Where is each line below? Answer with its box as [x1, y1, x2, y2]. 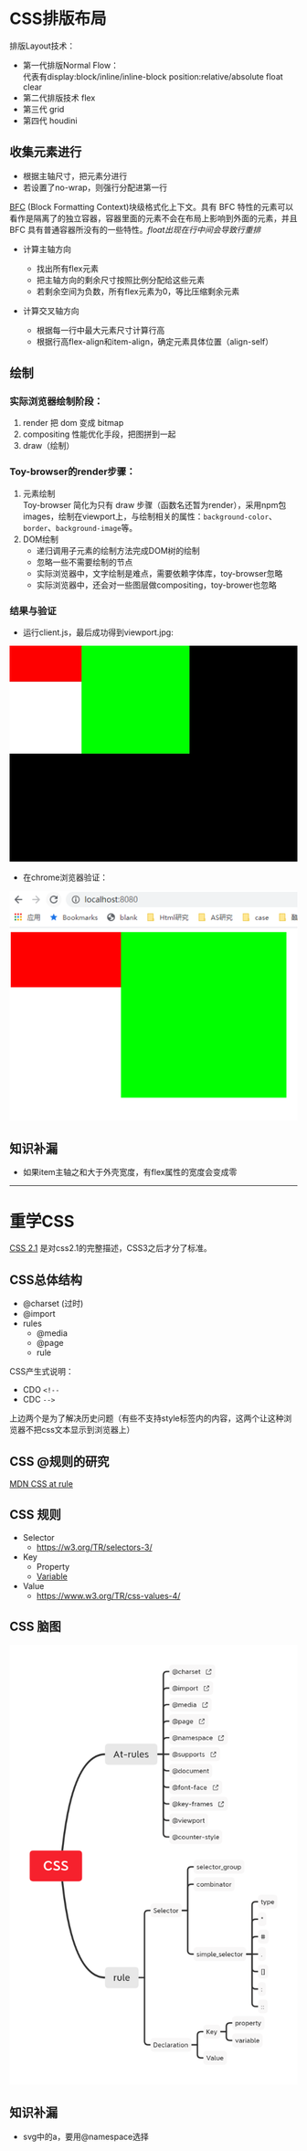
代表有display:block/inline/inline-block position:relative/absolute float [22, 70, 283, 82]
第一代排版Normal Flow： [22, 59, 119, 70]
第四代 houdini [22, 115, 78, 126]
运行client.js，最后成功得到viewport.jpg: [22, 627, 174, 638]
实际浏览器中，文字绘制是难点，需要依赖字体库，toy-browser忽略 [36, 567, 283, 578]
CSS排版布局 [9, 8, 107, 29]
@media [36, 1328, 69, 1339]
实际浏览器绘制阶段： [9, 395, 103, 408]
